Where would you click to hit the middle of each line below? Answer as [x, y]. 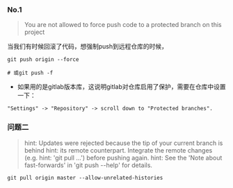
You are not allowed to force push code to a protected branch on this [123, 25]
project [34, 32]
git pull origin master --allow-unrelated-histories [85, 178]
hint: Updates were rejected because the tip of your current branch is [123, 143]
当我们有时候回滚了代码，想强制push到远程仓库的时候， [88, 46]
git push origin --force [43, 60]
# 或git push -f [30, 73]
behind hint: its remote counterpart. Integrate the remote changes [118, 150]
